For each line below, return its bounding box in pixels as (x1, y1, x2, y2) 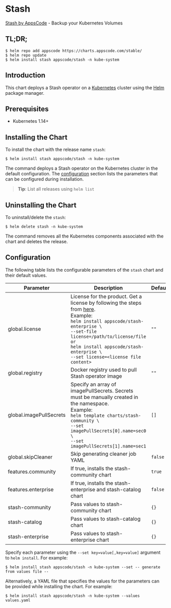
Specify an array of (70, 381, 117, 388)
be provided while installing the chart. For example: (5, 583, 113, 589)
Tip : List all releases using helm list (17, 186, 95, 192)
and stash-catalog (96, 486, 141, 493)
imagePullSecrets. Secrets (70, 387, 133, 394)
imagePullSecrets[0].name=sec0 (70, 428, 147, 434)
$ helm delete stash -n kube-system (5, 224, 83, 229)
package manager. (5, 90, 45, 96)
